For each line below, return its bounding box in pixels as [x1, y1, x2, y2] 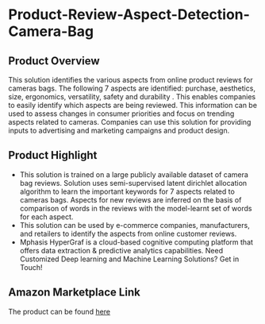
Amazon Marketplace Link [8, 286, 140, 299]
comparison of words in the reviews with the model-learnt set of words [19, 203, 252, 213]
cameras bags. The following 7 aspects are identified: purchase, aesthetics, [8, 83, 256, 93]
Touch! [19, 262, 43, 272]
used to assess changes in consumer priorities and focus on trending [8, 109, 235, 118]
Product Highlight [8, 148, 98, 162]
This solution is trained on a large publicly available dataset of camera [19, 169, 248, 179]
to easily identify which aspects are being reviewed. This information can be [8, 101, 258, 110]
